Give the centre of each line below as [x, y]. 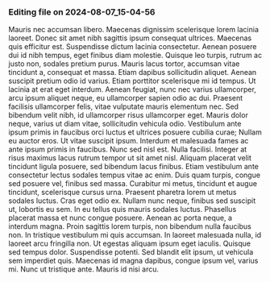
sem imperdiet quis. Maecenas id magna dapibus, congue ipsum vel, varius [133, 261]
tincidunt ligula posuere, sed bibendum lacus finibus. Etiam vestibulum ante [134, 167]
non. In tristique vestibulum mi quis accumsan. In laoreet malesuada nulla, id [135, 235]
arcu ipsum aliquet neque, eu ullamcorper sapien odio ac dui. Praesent [126, 98]
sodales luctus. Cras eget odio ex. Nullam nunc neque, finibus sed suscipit [132, 201]
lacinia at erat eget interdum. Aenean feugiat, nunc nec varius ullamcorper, [132, 89]
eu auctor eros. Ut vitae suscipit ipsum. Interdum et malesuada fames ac [129, 141]
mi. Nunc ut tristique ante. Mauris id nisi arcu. [84, 269]
